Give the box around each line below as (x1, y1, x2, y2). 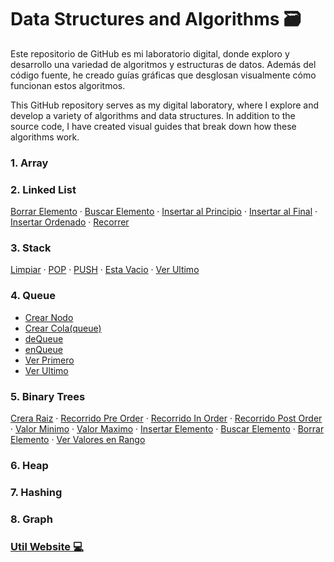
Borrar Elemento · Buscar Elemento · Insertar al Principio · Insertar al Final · (10, 206, 318, 218)
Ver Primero (24, 354, 75, 366)
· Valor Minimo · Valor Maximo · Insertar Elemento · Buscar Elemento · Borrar (10, 423, 325, 435)
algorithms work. (10, 131, 80, 143)
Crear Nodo (24, 311, 74, 323)
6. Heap (10, 458, 49, 472)
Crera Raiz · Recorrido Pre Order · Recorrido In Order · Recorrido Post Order (10, 412, 323, 425)
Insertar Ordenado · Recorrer (10, 216, 130, 228)
